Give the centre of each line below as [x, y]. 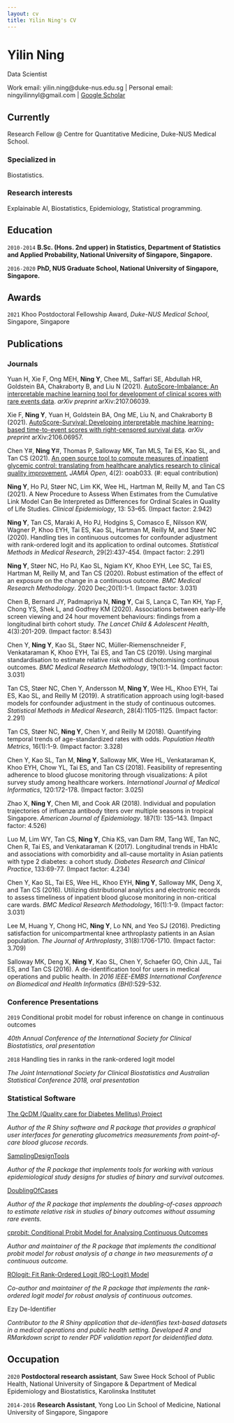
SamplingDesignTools [38, 1156]
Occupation [33, 1360]
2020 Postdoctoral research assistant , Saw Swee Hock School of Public [111, 1376]
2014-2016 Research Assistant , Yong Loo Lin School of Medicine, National [114, 1405]
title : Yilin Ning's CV [42, 20]
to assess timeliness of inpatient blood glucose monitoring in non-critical [112, 897]
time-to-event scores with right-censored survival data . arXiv [115, 430]
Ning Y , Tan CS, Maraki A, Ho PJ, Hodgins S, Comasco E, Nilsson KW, [108, 523]
